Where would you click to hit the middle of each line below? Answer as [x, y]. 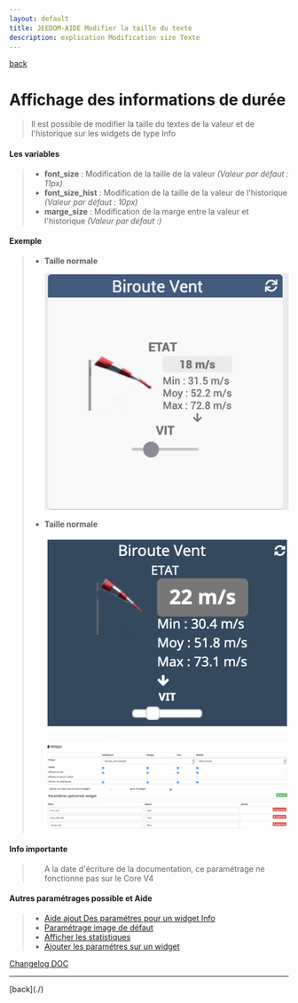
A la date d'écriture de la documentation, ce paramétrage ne [154, 868]
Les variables [35, 153]
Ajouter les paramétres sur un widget [112, 946]
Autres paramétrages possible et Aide [81, 898]
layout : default [39, 19]
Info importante [39, 849]
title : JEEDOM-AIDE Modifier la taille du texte [101, 28]
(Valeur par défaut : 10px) [91, 202]
